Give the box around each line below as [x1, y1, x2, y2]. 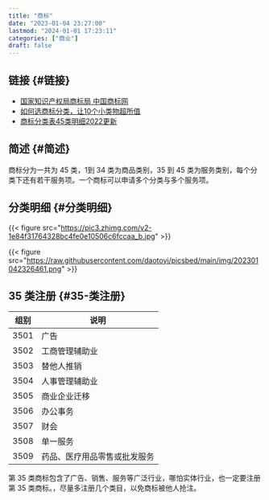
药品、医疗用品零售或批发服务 [41, 451, 155, 462]
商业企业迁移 [41, 391, 90, 402]
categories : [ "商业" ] [8, 34, 79, 43]
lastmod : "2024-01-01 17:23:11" [8, 27, 117, 35]
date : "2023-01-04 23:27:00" [8, 19, 106, 27]
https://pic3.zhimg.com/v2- [60, 223, 152, 232]
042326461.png [8, 264, 62, 273]
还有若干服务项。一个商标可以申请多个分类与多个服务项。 [22, 174, 213, 185]
